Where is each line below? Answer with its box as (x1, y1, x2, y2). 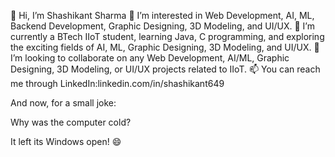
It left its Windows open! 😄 (10, 136, 122, 147)
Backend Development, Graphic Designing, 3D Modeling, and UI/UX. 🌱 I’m (10, 20, 315, 32)
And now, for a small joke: (10, 97, 117, 109)
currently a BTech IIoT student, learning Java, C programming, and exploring (10, 31, 325, 42)
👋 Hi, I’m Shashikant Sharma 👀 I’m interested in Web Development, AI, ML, (10, 10, 315, 21)
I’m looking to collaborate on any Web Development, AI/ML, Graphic (10, 52, 290, 64)
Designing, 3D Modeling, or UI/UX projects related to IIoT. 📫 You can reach (10, 63, 321, 75)
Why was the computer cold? (10, 116, 132, 128)
